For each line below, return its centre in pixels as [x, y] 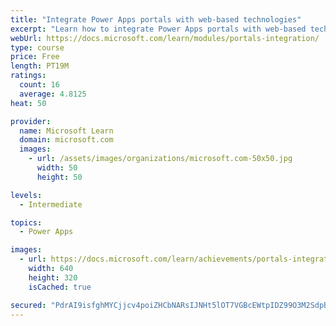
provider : [31, 121]
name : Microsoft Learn [66, 131]
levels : [26, 195]
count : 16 [39, 85]
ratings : [28, 76]
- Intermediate [51, 204]
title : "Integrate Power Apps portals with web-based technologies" [156, 19]
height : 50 [59, 177]
